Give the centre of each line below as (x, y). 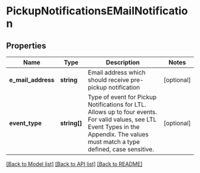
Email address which (117, 72)
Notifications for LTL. (117, 104)
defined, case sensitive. (121, 149)
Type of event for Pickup (122, 97)
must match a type (114, 142)
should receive (108, 80)
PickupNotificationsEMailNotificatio (97, 11)
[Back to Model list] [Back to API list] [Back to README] (74, 164)
